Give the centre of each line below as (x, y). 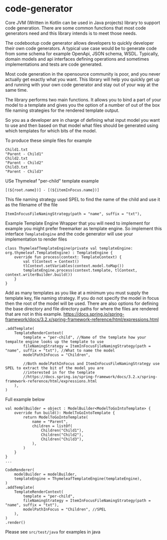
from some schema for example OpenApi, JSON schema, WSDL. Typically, (82, 54)
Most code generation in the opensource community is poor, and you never (83, 74)
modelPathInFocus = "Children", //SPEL (65, 509)
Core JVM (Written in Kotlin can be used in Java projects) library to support (83, 23)
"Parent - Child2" (24, 163)
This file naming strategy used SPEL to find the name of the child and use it (83, 199)
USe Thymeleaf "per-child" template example (52, 181)
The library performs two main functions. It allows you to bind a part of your (83, 100)
